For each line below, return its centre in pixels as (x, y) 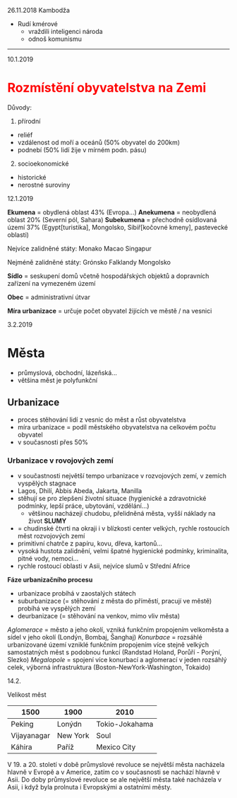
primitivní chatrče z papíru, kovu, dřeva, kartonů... (90, 543)
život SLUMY (47, 521)
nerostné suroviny (44, 185)
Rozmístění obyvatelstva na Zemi (107, 88)
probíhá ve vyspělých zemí (57, 608)
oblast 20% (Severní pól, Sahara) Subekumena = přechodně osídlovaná (112, 219)
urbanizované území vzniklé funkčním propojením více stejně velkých (108, 644)
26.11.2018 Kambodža (39, 10)
